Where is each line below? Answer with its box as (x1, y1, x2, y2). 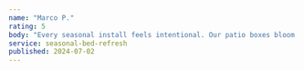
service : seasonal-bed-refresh (8, 38, 128, 48)
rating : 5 (8, 22, 47, 31)
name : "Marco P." (8, 13, 75, 23)
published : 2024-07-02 (8, 47, 95, 56)
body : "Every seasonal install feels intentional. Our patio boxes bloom (8, 30, 296, 39)
